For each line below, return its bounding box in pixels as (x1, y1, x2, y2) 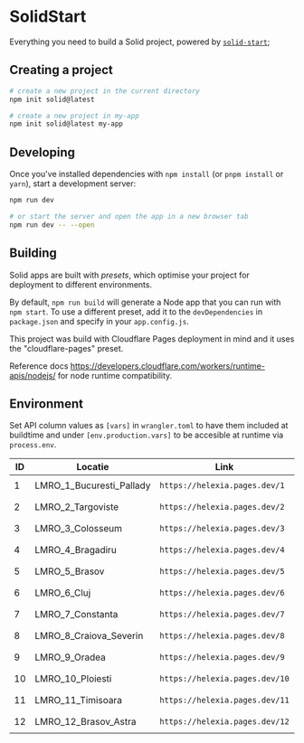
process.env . (9, 439, 57, 450)
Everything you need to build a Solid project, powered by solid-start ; (9, 36, 271, 47)
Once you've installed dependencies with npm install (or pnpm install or (9, 169, 284, 180)
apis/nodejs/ (9, 370, 56, 381)
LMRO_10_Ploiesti (34, 672, 112, 685)
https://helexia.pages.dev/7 (159, 609, 285, 620)
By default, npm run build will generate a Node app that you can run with (9, 296, 281, 307)
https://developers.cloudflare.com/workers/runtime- (70, 360, 265, 371)
